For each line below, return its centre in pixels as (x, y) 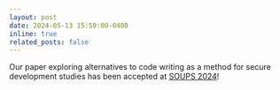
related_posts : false (49, 42)
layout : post (33, 17)
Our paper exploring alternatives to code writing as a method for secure (140, 67)
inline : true (33, 34)
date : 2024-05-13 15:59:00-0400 (69, 26)
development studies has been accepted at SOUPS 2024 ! (114, 77)
